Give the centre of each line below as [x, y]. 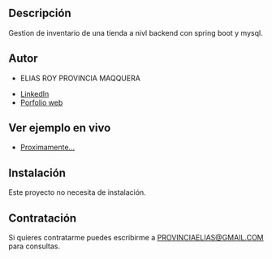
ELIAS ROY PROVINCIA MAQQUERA [80, 78]
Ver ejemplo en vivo [60, 128]
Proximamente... [47, 147]
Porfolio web [41, 102]
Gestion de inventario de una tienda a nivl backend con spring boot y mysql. [136, 32]
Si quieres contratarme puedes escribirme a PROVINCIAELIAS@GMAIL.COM [136, 238]
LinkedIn [35, 93]
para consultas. [35, 246]
